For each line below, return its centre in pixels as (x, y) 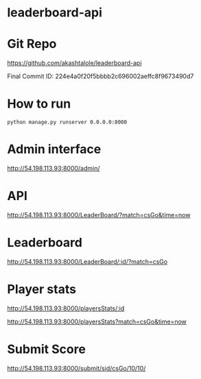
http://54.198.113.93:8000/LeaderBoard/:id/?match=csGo (87, 261)
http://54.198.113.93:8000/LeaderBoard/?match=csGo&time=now (99, 215)
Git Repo (32, 44)
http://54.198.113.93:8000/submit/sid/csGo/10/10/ (76, 368)
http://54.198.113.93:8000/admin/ (54, 168)
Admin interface (54, 149)
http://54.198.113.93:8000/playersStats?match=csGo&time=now (97, 321)
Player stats (42, 290)
